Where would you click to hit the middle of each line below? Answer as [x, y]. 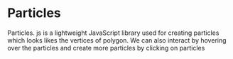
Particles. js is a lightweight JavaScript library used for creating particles [113, 33]
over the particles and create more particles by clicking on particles [106, 48]
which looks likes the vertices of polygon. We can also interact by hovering [117, 40]
